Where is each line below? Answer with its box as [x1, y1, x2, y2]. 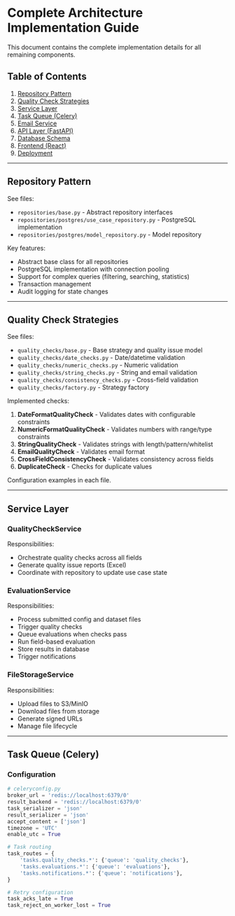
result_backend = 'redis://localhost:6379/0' [7, 798, 142, 806]
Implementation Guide [7, 20, 140, 36]
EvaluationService [7, 585, 71, 595]
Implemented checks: [7, 397, 70, 405]
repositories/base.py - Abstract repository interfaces [17, 208, 173, 216]
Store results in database [17, 645, 90, 653]
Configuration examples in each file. [7, 476, 112, 485]
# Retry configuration [7, 889, 73, 896]
